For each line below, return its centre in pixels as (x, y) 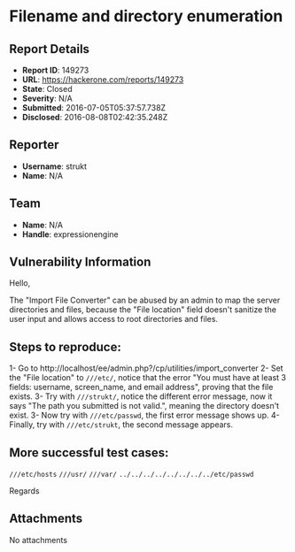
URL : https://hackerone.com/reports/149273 (103, 80)
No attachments (39, 540)
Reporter (34, 145)
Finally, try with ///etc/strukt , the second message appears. (121, 425)
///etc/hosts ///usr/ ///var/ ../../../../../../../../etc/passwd (132, 475)
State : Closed (47, 89)
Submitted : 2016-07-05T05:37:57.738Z (94, 107)
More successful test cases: (89, 452)
